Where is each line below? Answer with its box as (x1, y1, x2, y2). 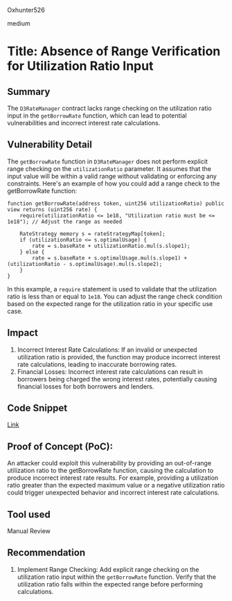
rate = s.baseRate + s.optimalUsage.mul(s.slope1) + (32, 254, 188, 262)
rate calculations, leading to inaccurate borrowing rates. (17, 360, 177, 368)
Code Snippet (7, 402, 68, 414)
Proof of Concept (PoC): (7, 440, 113, 452)
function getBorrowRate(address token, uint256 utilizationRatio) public (7, 200, 225, 207)
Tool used (7, 508, 51, 520)
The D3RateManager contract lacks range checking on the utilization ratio (7, 104, 213, 112)
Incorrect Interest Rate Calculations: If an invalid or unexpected (17, 346, 197, 354)
